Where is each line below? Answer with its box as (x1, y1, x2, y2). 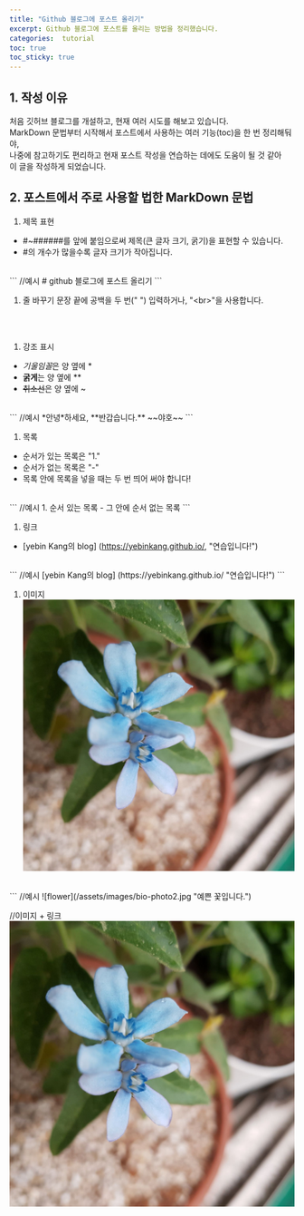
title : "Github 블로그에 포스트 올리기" (9, 15, 145, 24)
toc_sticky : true (9, 53, 75, 63)
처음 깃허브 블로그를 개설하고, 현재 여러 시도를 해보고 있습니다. (9, 115, 229, 126)
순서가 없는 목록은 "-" (22, 462, 100, 472)
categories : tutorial (9, 34, 95, 43)
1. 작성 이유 (9, 90, 68, 105)
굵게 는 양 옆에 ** (22, 372, 81, 383)
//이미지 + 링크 (9, 910, 62, 921)
